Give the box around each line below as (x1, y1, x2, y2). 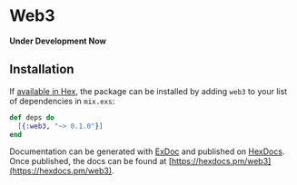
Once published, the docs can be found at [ (9, 156, 173, 167)
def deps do (9, 112, 54, 122)
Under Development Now (9, 35, 107, 46)
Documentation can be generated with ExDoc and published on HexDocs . (9, 146, 285, 157)
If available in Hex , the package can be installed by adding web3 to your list (9, 85, 288, 96)
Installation (9, 62, 74, 77)
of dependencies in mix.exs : (9, 95, 115, 106)
